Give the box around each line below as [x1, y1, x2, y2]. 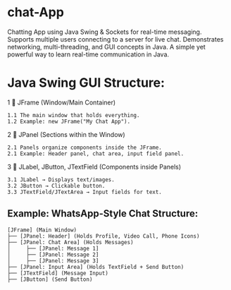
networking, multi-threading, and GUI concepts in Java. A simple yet [7, 42, 206, 51]
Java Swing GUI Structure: [7, 75, 166, 91]
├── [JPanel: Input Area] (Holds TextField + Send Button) [7, 263, 185, 270]
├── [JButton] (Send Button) [7, 276, 93, 283]
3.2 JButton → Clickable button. [7, 182, 106, 189]
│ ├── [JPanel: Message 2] [7, 251, 99, 258]
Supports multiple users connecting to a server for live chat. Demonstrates [7, 35, 224, 43]
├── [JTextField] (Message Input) [7, 270, 109, 277]
